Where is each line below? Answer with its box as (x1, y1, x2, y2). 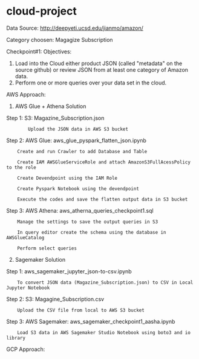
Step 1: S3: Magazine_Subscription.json (6, 114, 105, 121)
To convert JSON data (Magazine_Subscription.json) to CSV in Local (17, 279, 194, 285)
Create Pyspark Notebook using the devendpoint (17, 185, 139, 192)
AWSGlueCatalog (6, 234, 45, 241)
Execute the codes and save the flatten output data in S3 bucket (17, 196, 188, 202)
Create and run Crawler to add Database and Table (17, 148, 148, 154)
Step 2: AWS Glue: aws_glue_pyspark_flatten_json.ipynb (6, 137, 146, 144)
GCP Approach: (6, 345, 45, 353)
